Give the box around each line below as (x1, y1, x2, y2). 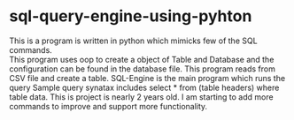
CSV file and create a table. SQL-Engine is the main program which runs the (9, 72, 286, 83)
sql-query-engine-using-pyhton (9, 6, 252, 26)
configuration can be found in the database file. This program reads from (9, 64, 276, 74)
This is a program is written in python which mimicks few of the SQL (9, 35, 259, 46)
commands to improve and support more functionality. (9, 101, 208, 111)
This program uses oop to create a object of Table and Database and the (9, 54, 275, 64)
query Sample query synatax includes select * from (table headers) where (9, 82, 280, 93)
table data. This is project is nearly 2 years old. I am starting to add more (9, 91, 274, 102)
